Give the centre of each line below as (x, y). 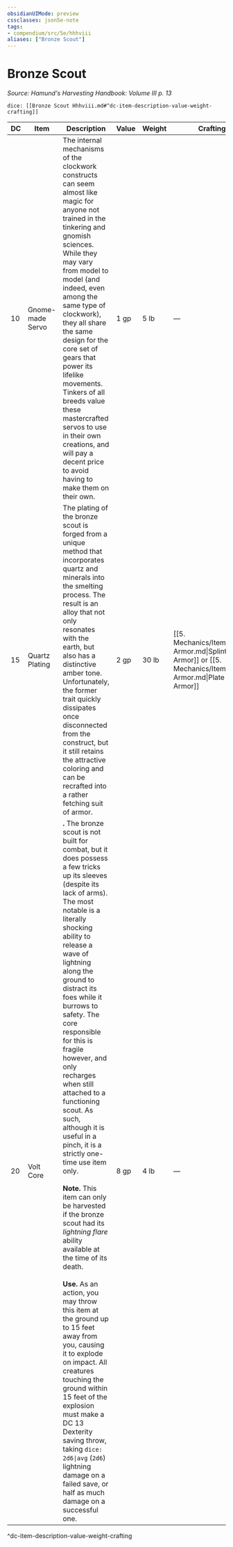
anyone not (81, 210)
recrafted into (85, 786)
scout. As (78, 1110)
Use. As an (80, 1284)
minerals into (84, 578)
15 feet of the (85, 1397)
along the (78, 971)
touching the (83, 1379)
